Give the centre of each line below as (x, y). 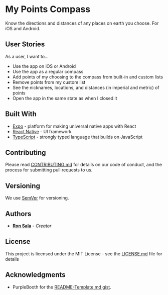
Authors (18, 214)
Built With (21, 114)
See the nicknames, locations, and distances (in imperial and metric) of (86, 87)
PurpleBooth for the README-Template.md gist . (62, 287)
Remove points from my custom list (49, 82)
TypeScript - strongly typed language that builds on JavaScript (77, 137)
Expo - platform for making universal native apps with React (74, 126)
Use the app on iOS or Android (44, 66)
